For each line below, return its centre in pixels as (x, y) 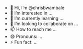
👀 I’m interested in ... (31, 13)
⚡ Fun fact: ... (24, 42)
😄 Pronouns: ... (26, 36)
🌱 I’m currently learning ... (37, 18)
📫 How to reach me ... (33, 29)
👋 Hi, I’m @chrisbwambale (37, 8)
